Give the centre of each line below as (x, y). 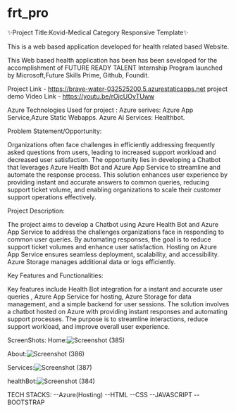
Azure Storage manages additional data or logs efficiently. (92, 261)
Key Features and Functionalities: (55, 275)
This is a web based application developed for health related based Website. (118, 46)
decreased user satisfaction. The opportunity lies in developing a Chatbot (114, 159)
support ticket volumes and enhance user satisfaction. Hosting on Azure (112, 246)
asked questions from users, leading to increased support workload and (112, 152)
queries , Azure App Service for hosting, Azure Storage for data (99, 296)
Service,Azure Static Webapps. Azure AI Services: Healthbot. (96, 117)
